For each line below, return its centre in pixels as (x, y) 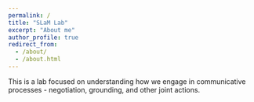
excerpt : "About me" (42, 30)
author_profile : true (44, 37)
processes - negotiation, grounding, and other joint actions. (104, 89)
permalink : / (29, 15)
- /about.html (38, 60)
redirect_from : (33, 45)
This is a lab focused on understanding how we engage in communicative (127, 81)
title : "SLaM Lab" (38, 23)
